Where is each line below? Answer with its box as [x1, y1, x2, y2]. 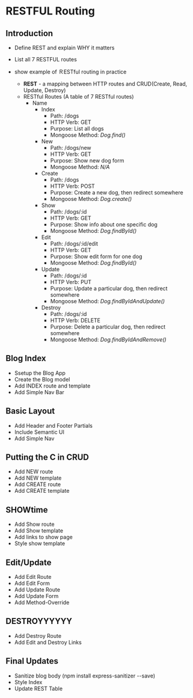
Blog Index [5, 353, 46, 363]
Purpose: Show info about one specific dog [50, 221, 158, 228]
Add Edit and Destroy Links [14, 638, 82, 646]
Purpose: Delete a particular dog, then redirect [50, 323, 166, 330]
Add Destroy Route [14, 632, 61, 639]
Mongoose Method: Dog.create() [50, 196, 132, 202]
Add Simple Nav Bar [14, 388, 64, 395]
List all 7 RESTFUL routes [14, 56, 78, 63]
